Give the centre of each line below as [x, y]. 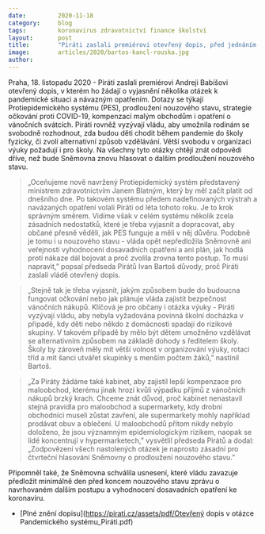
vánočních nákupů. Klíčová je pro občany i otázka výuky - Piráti [131, 307]
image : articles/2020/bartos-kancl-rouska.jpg [99, 52]
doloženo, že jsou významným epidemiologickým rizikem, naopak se [140, 432]
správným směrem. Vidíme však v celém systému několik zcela [131, 216]
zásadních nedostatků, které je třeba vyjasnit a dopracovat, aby [131, 224]
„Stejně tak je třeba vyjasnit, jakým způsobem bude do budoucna [134, 290]
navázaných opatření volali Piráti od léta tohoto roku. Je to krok [130, 207]
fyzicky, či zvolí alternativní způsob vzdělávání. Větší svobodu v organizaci [130, 141]
